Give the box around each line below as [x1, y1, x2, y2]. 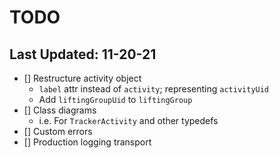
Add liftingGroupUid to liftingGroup [38, 94, 193, 105]
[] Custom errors [23, 126, 93, 137]
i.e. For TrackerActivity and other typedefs [38, 115, 219, 126]
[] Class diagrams [23, 104, 97, 116]
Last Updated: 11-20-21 [9, 46, 157, 63]
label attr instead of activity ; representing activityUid [38, 83, 270, 95]
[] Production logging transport [23, 136, 152, 148]
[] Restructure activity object [23, 72, 142, 84]
